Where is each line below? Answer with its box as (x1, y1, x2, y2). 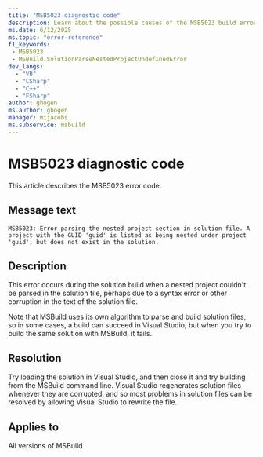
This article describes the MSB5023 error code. (8, 181, 162, 190)
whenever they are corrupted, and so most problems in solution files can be (8, 389, 253, 399)
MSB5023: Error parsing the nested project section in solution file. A (8, 225, 250, 232)
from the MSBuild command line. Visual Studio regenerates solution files (8, 381, 241, 390)
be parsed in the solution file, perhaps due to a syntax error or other (8, 288, 228, 298)
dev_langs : (8, 63, 44, 71)
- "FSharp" (15, 92, 51, 100)
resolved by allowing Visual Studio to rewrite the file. (8, 397, 178, 407)
